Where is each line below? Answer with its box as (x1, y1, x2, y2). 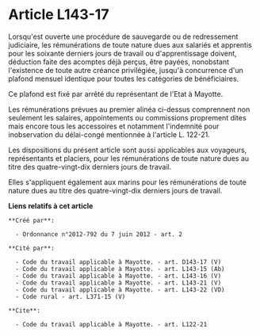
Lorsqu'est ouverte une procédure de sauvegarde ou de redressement (8, 32, 239, 41)
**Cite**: (8, 307, 41, 315)
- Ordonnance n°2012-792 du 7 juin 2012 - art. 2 (15, 230, 182, 239)
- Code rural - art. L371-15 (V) (15, 292, 126, 300)
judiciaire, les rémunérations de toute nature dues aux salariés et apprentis (8, 40, 252, 49)
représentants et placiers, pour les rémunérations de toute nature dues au (8, 153, 250, 163)
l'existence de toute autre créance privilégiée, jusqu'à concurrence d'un (8, 65, 244, 74)
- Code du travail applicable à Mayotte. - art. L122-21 (15, 320, 208, 328)
